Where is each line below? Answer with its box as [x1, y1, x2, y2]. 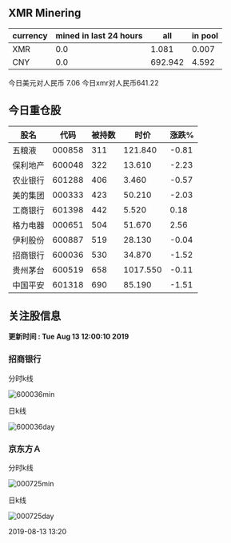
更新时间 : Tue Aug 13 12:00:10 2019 [8, 331, 129, 342]
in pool [191, 30, 218, 41]
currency [12, 30, 48, 41]
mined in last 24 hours [55, 30, 143, 41]
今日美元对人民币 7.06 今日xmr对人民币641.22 [8, 77, 159, 87]
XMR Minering [8, 6, 82, 20]
